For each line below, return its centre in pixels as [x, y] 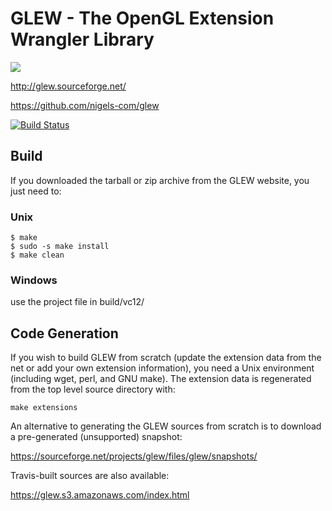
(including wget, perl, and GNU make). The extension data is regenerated [161, 379]
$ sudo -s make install [60, 247]
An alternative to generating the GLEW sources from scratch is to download [166, 426]
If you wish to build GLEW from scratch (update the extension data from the [166, 358]
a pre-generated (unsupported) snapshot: [96, 437]
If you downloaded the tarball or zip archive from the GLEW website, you [160, 180]
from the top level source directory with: [93, 389]
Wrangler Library [82, 39]
